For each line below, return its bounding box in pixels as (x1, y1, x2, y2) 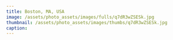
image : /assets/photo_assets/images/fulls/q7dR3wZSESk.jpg (6, 14, 155, 20)
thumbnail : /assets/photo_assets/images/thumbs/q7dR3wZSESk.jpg (6, 19, 168, 25)
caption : (6, 25, 28, 31)
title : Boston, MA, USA (6, 8, 65, 15)
